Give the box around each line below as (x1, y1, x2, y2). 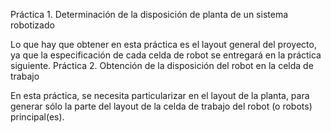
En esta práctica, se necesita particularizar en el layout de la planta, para (10, 90, 310, 101)
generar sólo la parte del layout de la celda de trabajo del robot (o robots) (10, 100, 313, 112)
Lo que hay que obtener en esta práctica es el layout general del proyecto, (10, 39, 317, 50)
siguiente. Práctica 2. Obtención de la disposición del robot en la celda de (10, 60, 314, 71)
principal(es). (10, 111, 65, 123)
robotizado (10, 19, 55, 31)
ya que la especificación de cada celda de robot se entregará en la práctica (10, 49, 322, 61)
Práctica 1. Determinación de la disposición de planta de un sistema (10, 9, 289, 20)
